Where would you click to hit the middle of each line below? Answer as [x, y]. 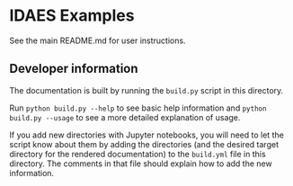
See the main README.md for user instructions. [98, 40]
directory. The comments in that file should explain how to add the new [141, 164]
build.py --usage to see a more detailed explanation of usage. [125, 117]
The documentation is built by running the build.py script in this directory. [146, 90]
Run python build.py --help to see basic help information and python [138, 108]
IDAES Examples [72, 16]
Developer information [74, 69]
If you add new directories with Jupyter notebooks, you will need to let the [147, 135]
